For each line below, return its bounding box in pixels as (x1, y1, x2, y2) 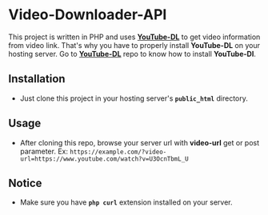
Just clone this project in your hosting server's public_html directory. (19, 94, 248, 103)
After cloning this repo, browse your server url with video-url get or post (19, 137, 260, 147)
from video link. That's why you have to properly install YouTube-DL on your (8, 40, 261, 50)
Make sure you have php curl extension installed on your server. (19, 197, 233, 207)
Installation (8, 72, 66, 86)
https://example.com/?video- (69, 148, 167, 156)
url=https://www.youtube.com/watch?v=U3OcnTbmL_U (19, 154, 190, 163)
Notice (8, 176, 42, 189)
